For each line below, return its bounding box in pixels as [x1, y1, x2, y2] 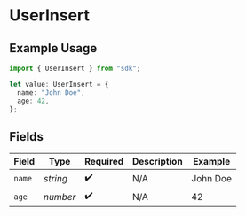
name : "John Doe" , [17, 88, 86, 97]
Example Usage [9, 41, 98, 56]
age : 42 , [17, 96, 50, 105]
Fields [9, 129, 44, 144]
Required [83, 156, 124, 168]
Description [131, 156, 184, 168]
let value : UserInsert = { [9, 80, 109, 89]
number [43, 190, 76, 203]
